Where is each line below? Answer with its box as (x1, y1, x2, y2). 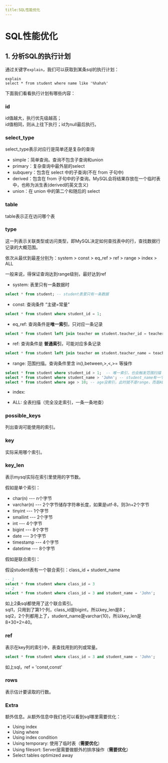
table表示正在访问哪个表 (5, 213, 55, 219)
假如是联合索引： (5, 556, 40, 562)
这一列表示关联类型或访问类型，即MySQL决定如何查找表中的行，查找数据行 (5, 238, 161, 244)
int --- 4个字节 (12, 520, 42, 526)
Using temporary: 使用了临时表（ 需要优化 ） (12, 740, 102, 746)
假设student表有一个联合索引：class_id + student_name (5, 567, 120, 573)
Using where (12, 729, 39, 735)
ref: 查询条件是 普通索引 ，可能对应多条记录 (12, 341, 101, 347)
